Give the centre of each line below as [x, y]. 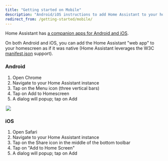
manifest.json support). [29, 53]
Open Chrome [27, 77]
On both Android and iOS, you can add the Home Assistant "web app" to [80, 43]
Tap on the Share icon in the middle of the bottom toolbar [71, 142]
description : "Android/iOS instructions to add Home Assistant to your [81, 14]
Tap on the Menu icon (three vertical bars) [56, 88]
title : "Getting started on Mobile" [43, 10]
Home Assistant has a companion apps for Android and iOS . [67, 33]
